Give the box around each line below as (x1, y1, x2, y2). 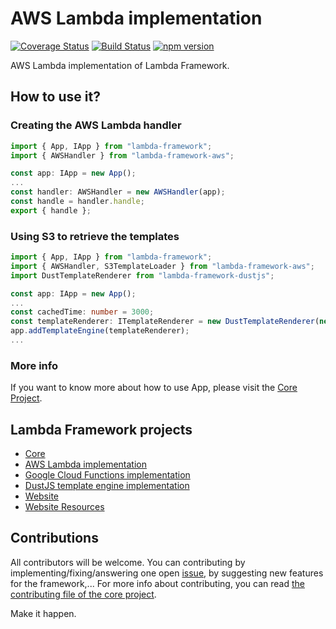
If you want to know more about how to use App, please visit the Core (10, 382, 298, 394)
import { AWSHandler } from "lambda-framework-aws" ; (10, 150, 235, 161)
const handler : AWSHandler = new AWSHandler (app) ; (10, 187, 226, 197)
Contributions (10, 530, 99, 547)
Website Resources (24, 501, 105, 513)
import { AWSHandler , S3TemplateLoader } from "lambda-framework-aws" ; (10, 261, 315, 271)
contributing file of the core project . (10, 588, 157, 600)
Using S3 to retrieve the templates (10, 229, 180, 243)
